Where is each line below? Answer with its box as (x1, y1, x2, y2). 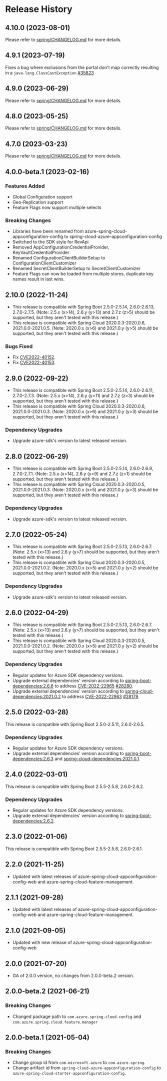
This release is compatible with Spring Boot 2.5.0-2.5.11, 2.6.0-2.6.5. (5, 721, 145, 727)
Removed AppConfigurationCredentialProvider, (12, 244, 109, 250)
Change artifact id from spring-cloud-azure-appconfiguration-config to (12, 1065, 161, 1071)
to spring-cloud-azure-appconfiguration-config (64, 233, 162, 239)
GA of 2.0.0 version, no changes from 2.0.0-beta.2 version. (12, 972, 134, 978)
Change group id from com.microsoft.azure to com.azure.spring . (12, 1059, 145, 1065)
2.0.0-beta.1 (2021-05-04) (5, 1033, 90, 1042)
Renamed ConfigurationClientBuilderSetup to (12, 255, 105, 261)
